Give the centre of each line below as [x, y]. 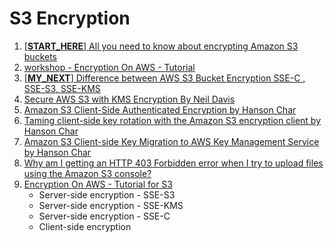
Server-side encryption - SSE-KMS [111, 205]
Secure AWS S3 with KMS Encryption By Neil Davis [129, 99]
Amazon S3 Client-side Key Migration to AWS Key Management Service [171, 141]
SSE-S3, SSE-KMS [62, 88]
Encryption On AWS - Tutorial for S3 [98, 184]
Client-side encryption [85, 226]
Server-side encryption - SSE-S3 [107, 194]
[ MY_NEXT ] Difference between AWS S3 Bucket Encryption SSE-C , [164, 78]
